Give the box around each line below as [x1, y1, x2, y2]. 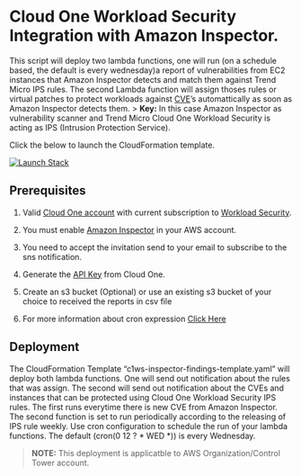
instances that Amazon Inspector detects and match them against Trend [9, 74, 277, 85]
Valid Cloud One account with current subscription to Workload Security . [22, 207, 292, 218]
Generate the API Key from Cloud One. [22, 268, 166, 280]
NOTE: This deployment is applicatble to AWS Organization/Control [31, 447, 281, 458]
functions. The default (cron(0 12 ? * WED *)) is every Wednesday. [9, 430, 256, 441]
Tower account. [31, 457, 90, 468]
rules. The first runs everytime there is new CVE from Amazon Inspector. [9, 401, 279, 412]
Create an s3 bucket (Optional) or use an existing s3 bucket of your [22, 286, 272, 297]
